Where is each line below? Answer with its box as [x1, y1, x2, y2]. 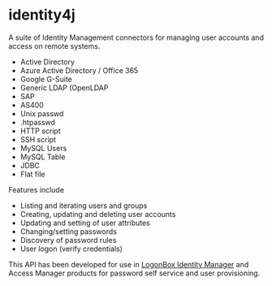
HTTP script [19, 126, 61, 136]
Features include [8, 184, 65, 194]
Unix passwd [19, 108, 64, 119]
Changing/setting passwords [19, 226, 118, 236]
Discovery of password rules [19, 235, 117, 245]
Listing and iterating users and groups [19, 201, 148, 210]
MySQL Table [19, 152, 66, 162]
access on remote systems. [8, 41, 101, 50]
